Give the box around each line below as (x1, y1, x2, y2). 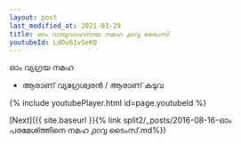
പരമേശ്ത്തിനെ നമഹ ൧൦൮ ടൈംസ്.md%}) (9, 125, 166, 136)
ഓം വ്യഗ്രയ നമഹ (9, 62, 74, 73)
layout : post (9, 12, 58, 22)
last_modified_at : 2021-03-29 (9, 21, 122, 30)
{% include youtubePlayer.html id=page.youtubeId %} (9, 98, 207, 108)
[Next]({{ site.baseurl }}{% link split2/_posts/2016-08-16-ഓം (9, 115, 232, 125)
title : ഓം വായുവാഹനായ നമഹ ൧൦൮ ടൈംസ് (9, 29, 170, 38)
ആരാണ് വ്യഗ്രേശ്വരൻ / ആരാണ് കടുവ (21, 80, 164, 91)
